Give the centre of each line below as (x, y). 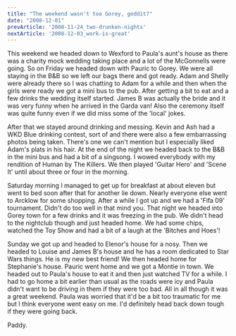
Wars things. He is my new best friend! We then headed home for (102, 259)
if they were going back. (43, 311)
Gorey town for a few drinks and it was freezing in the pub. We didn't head (115, 216)
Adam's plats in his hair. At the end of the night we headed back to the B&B (116, 149)
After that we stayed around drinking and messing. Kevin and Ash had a (111, 127)
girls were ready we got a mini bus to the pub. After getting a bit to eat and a (118, 91)
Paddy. (18, 325)
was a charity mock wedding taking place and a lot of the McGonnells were (117, 61)
